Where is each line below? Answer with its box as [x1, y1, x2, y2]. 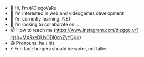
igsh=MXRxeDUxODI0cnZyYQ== [10, 34, 80, 41]
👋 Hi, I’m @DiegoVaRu [10, 5, 57, 11]
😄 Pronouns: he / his [10, 40, 55, 46]
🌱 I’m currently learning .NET [10, 16, 71, 22]
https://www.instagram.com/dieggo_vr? [55, 27, 139, 33]
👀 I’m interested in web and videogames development [10, 10, 124, 16]
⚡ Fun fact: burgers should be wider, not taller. [10, 46, 108, 51]
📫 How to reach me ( [10, 27, 56, 33]
